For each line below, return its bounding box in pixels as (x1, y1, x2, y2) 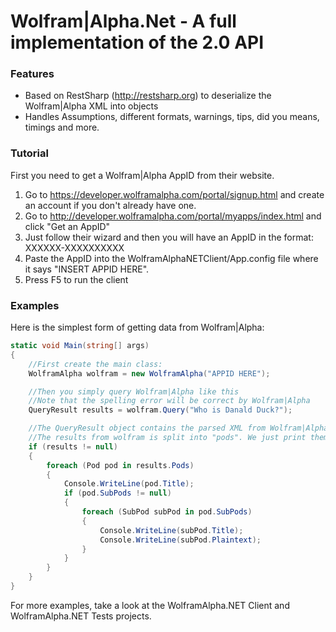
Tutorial (10, 146, 49, 160)
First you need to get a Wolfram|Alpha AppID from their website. (10, 169, 275, 181)
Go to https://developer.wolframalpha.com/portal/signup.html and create (24, 188, 325, 200)
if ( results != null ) (28, 441, 118, 452)
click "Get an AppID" (24, 220, 111, 232)
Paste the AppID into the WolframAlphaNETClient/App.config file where (24, 252, 319, 264)
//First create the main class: (28, 359, 163, 369)
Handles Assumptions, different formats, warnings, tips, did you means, (24, 111, 320, 123)
